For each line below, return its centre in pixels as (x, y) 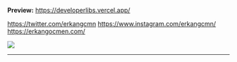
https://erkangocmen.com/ (47, 31)
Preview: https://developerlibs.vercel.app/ (69, 10)
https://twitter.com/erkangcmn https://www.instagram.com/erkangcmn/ (112, 24)
